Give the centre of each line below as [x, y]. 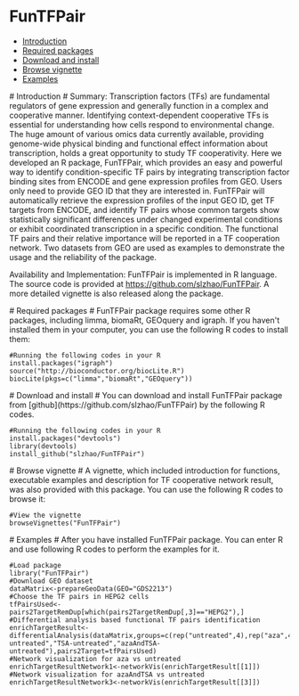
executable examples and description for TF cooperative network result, [141, 479]
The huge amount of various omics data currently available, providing [137, 134]
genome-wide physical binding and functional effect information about [139, 143]
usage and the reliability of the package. [83, 257]
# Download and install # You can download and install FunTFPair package [146, 395]
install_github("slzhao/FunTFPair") [77, 454]
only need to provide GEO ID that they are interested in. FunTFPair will [137, 191]
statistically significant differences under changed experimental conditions [146, 219]
